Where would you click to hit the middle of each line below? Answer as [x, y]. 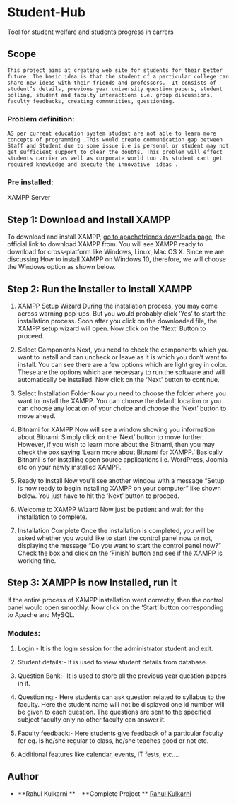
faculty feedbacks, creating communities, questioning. [91, 101]
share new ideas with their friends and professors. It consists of [112, 83]
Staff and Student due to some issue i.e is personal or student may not [118, 146]
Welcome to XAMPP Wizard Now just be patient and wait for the [111, 509]
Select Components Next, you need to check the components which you [123, 350]
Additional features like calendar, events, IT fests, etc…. [98, 755]
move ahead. [36, 416]
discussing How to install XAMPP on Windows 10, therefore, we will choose [117, 259]
